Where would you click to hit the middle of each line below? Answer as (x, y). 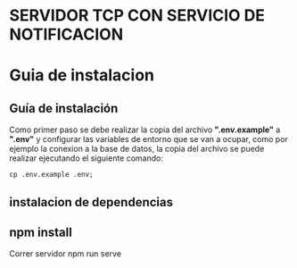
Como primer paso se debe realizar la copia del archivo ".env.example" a (145, 130)
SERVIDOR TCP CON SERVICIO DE (137, 16)
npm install (41, 232)
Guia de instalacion (82, 75)
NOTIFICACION (66, 34)
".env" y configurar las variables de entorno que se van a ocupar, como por (148, 139)
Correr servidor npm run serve (66, 254)
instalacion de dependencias (91, 202)
